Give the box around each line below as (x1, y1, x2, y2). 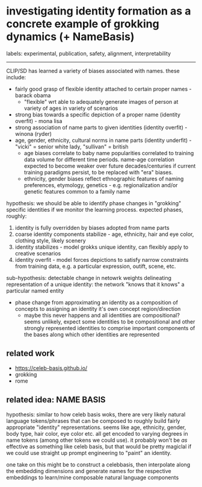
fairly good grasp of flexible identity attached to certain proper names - (14, 85, 192, 92)
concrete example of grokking (6, 17, 159, 31)
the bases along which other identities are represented (23, 331, 160, 338)
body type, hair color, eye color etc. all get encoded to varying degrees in (6, 430, 188, 437)
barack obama (14, 92, 51, 99)
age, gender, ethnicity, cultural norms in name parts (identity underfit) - (14, 136, 192, 144)
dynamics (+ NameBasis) (6, 30, 135, 43)
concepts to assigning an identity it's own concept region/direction (14, 305, 181, 312)
